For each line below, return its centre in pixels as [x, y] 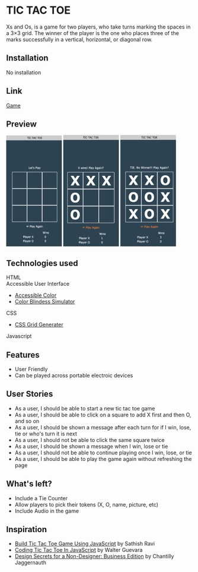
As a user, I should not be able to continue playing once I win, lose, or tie [103, 453]
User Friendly [31, 369]
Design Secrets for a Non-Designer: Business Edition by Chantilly [94, 557]
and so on [27, 421]
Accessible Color [36, 295]
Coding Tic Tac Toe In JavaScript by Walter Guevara [79, 550]
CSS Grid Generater [39, 325]
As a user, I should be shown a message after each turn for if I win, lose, [103, 427]
